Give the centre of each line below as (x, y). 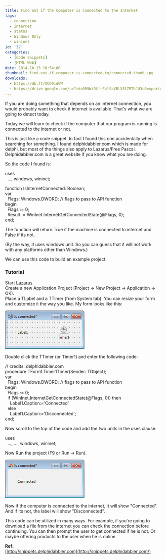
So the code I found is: (28, 164)
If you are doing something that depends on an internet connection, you (78, 103)
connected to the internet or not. (38, 129)
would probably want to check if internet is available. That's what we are (79, 108)
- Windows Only (25, 37)
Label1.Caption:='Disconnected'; (43, 414)
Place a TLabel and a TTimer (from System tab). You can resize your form (80, 299)
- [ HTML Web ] (23, 63)
